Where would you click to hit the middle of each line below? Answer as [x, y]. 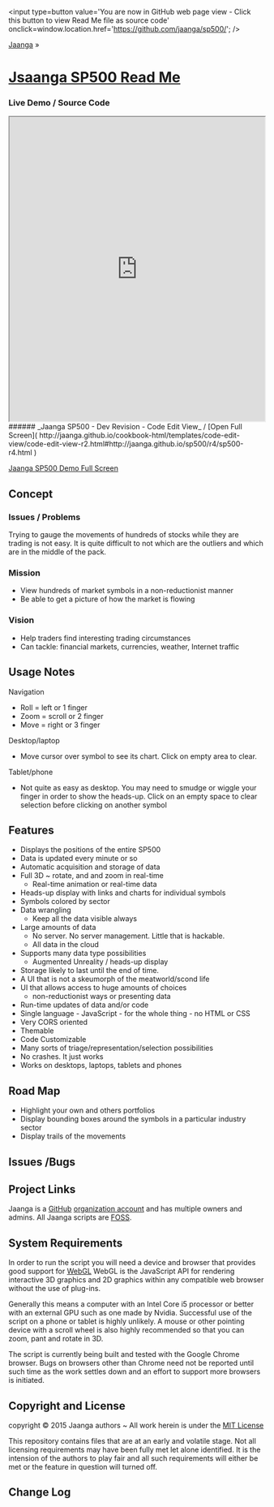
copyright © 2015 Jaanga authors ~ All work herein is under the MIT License [136, 1425]
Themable [37, 1031]
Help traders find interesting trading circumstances [105, 638]
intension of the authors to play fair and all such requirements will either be [133, 1458]
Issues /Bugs [42, 1162]
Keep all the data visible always [85, 919]
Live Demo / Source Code [60, 103]
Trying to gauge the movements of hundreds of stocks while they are [124, 535]
